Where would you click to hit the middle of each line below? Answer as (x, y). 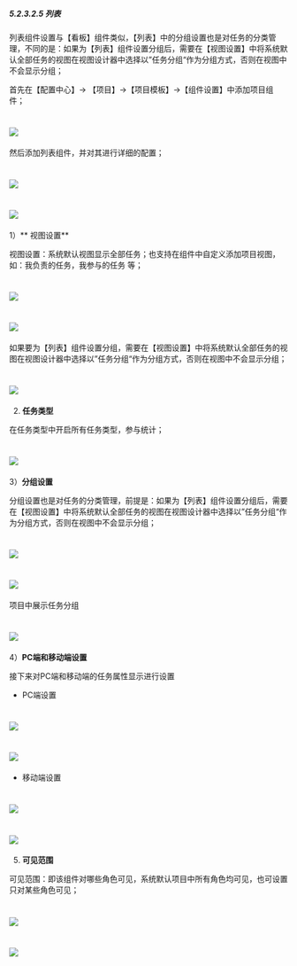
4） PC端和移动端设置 (48, 658)
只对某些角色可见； (44, 890)
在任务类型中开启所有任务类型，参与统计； (87, 430)
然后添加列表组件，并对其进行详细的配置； (87, 152)
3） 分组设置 (31, 482)
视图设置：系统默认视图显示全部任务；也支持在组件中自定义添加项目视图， (145, 254)
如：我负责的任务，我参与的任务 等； (76, 265)
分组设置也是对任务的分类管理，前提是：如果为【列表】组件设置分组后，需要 (148, 501)
